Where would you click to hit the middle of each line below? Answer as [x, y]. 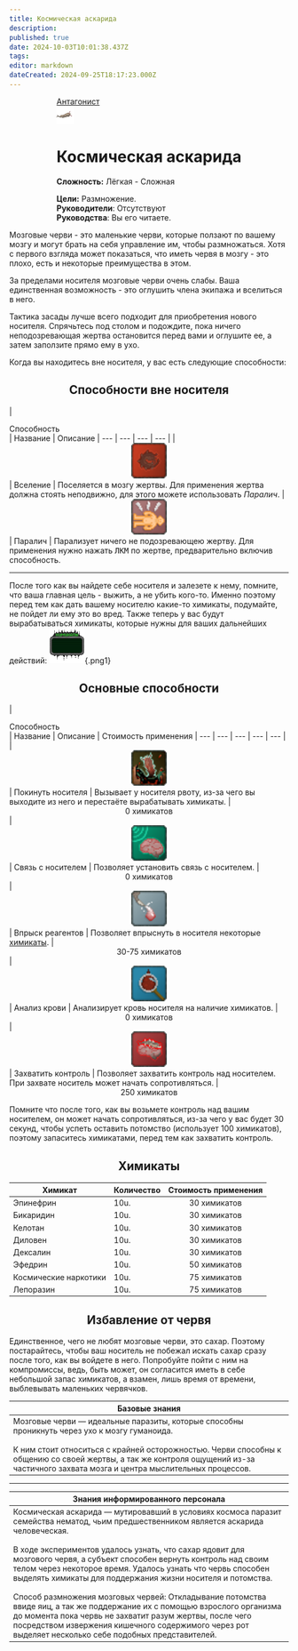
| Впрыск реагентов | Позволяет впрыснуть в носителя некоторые [135, 933]
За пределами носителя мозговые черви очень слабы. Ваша [124, 280]
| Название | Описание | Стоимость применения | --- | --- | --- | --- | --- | [148, 736]
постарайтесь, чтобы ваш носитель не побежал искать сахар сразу [138, 1350]
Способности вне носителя [149, 390]
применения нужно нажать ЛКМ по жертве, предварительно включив [141, 550]
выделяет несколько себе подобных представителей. [115, 1635]
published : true [39, 37]
